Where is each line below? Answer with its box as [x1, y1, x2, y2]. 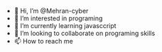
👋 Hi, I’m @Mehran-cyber [13, 7, 89, 15]
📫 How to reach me [13, 37, 73, 45]
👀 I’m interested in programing [13, 14, 103, 22]
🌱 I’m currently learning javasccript [13, 22, 117, 30]
